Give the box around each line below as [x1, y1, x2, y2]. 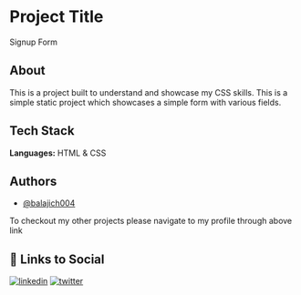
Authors [9, 173, 57, 188]
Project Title [9, 6, 104, 27]
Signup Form [9, 36, 57, 47]
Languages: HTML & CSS [9, 147, 107, 158]
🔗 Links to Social [9, 251, 105, 267]
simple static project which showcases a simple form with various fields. [9, 97, 282, 107]
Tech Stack [9, 123, 75, 138]
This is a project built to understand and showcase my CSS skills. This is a [9, 86, 288, 97]
